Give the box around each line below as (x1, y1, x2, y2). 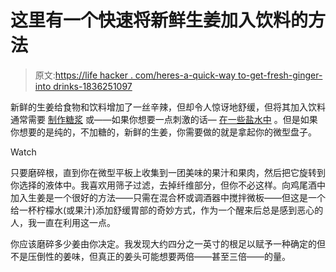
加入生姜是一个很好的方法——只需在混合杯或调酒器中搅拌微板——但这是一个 (10, 191, 326, 203)
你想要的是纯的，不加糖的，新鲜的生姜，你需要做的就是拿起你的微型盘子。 (10, 126, 317, 138)
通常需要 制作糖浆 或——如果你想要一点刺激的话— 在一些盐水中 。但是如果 (10, 113, 318, 125)
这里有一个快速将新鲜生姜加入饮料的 (10, 9, 309, 32)
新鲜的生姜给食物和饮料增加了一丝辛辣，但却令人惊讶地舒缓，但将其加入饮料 (10, 101, 326, 113)
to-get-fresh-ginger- (237, 69, 323, 81)
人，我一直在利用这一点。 (10, 216, 116, 228)
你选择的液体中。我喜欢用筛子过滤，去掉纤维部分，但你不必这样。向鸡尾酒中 (10, 179, 326, 191)
